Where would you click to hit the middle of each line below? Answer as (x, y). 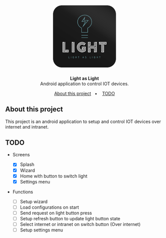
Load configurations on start (50, 207)
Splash (27, 164)
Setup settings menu (41, 230)
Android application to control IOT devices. (85, 84)
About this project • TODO (85, 93)
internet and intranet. (27, 127)
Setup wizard (34, 201)
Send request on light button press (56, 213)
